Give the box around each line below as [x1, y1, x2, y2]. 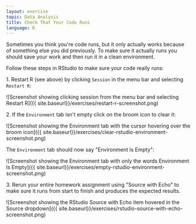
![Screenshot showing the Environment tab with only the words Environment [6, 157, 190, 164]
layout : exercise [6, 8, 49, 15]
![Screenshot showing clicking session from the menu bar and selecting [6, 94, 179, 101]
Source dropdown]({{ [6, 205, 57, 212]
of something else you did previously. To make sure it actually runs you [6, 47, 177, 54]
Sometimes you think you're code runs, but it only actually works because [6, 41, 184, 48]
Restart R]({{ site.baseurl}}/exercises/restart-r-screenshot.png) [6, 100, 159, 107]
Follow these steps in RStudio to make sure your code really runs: [6, 65, 164, 72]
